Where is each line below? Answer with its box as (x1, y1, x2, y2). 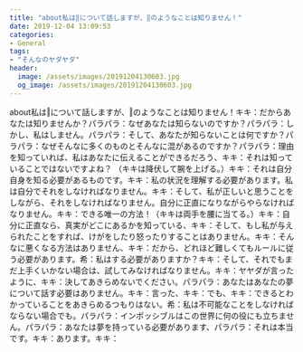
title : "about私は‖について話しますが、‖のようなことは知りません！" (9, 13, 242, 23)
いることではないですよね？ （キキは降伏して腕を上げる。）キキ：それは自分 (9, 163, 292, 174)
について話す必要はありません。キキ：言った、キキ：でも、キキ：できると (9, 287, 287, 299)
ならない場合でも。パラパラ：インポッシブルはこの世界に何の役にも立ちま (9, 309, 287, 321)
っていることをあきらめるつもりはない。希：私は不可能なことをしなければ (16, 299, 294, 309)
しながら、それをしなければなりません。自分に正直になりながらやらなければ (9, 196, 295, 208)
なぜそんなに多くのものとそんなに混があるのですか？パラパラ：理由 (40, 140, 295, 151)
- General (9, 38, 47, 48)
